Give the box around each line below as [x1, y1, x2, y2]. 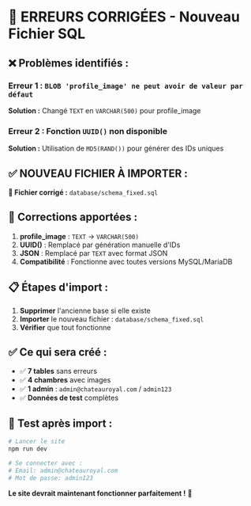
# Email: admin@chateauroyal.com [8, 466, 118, 474]
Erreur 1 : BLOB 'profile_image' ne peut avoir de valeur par [8, 80, 243, 91]
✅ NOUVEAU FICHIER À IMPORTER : [8, 166, 188, 180]
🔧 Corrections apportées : [8, 211, 138, 224]
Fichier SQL [8, 25, 86, 43]
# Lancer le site [8, 438, 66, 446]
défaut [8, 89, 34, 99]
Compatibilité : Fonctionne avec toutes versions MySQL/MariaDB [19, 257, 233, 266]
